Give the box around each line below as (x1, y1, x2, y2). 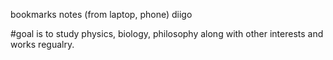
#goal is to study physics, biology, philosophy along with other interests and (10, 28, 324, 39)
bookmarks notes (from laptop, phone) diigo (10, 9, 193, 20)
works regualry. (10, 39, 75, 50)
